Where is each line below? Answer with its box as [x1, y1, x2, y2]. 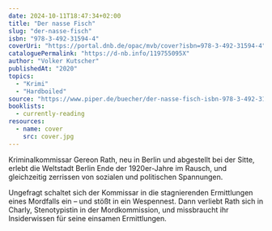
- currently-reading [15, 110, 85, 118]
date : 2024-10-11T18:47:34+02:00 [8, 11, 121, 20]
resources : [8, 118, 45, 126]
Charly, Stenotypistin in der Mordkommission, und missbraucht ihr [8, 204, 229, 215]
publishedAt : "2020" [8, 65, 79, 73]
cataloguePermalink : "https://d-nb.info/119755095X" [8, 49, 190, 58]
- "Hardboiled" [15, 87, 67, 96]
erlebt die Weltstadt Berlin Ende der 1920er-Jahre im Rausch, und [8, 163, 227, 173]
